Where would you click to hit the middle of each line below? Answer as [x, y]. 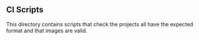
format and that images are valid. [47, 30]
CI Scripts [25, 10]
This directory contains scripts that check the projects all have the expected [100, 24]
